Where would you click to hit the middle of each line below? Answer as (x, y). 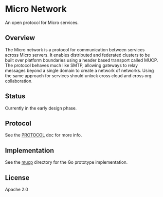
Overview (20, 38)
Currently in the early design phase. (41, 108)
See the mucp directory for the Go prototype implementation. (66, 162)
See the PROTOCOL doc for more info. (44, 135)
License (17, 178)
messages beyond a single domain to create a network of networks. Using (80, 70)
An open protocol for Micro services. (42, 22)
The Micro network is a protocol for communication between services (75, 49)
